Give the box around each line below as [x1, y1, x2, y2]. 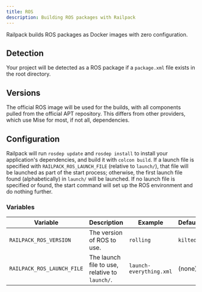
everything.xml [129, 268, 173, 275]
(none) [178, 264, 197, 273]
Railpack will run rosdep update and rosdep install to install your [6, 149, 168, 156]
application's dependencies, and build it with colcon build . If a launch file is [6, 156, 194, 163]
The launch [89, 253, 121, 261]
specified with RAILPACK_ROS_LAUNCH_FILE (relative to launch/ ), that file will [6, 162, 189, 170]
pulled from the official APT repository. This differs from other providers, [6, 110, 186, 118]
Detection [6, 48, 44, 58]
